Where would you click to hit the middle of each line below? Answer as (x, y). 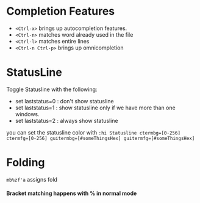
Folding (26, 163)
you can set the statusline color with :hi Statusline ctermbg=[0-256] (94, 132)
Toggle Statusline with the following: (52, 89)
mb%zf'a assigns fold (32, 179)
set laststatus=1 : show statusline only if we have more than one (95, 108)
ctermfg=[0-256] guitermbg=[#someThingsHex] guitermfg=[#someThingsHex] (101, 138)
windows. (27, 114)
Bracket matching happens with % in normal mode (72, 193)
